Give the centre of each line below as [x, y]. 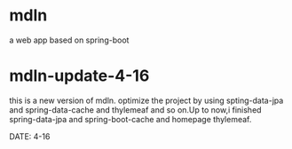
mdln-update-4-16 [79, 76]
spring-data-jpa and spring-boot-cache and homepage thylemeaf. [130, 119]
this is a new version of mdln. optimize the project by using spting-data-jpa [146, 100]
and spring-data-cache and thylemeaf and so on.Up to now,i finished [135, 110]
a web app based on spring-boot [69, 40]
